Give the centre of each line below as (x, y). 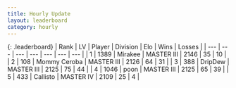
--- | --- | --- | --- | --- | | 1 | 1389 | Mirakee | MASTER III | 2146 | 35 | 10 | (121, 54)
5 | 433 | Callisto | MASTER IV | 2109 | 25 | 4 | (73, 77)
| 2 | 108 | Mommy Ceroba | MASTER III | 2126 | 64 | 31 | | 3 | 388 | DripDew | (118, 62)
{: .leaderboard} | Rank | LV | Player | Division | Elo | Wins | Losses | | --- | (114, 47)
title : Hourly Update (39, 14)
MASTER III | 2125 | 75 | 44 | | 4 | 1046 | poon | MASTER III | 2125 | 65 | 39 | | (118, 69)
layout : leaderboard (38, 20)
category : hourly (33, 27)
